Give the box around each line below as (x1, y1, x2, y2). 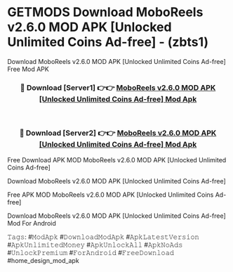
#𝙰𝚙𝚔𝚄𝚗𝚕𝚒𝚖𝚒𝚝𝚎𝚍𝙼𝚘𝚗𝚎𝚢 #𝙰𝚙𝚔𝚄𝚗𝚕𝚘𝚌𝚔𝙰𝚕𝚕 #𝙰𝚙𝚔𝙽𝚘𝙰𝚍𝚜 (7, 240, 183, 249)
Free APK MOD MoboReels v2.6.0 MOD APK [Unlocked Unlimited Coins (7, 190, 214, 199)
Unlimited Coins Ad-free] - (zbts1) (7, 34, 209, 50)
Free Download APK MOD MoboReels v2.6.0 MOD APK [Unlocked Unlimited (7, 155, 227, 164)
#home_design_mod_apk (7, 256, 79, 264)
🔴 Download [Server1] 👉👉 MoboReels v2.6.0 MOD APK (20, 82, 216, 92)
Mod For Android (7, 219, 56, 227)
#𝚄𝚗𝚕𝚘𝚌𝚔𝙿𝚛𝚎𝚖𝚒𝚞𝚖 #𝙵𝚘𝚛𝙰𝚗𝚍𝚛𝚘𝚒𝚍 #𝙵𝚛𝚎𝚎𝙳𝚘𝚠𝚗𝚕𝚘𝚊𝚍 (7, 248, 174, 257)
